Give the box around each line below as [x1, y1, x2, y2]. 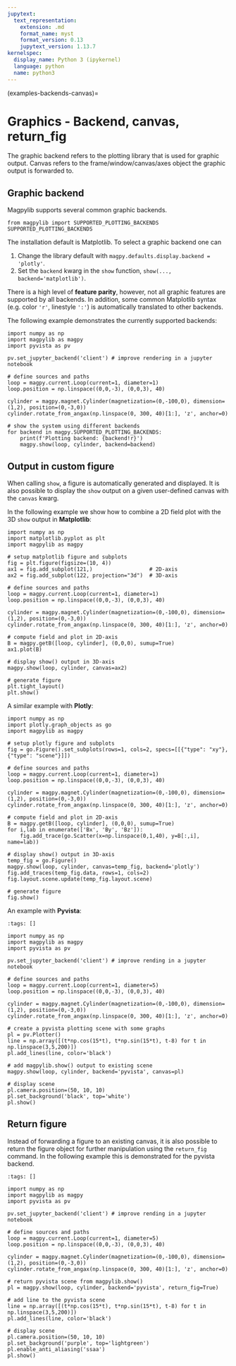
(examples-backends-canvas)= [7, 89, 99, 97]
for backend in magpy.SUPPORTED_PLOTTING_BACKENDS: [7, 429, 162, 436]
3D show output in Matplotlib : [7, 516, 92, 524]
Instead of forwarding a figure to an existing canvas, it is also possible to [7, 1137, 218, 1145]
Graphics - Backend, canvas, [7, 114, 180, 129]
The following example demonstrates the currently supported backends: [7, 317, 217, 325]
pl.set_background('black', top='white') [7, 1093, 131, 1100]
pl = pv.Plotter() [7, 1031, 61, 1039]
